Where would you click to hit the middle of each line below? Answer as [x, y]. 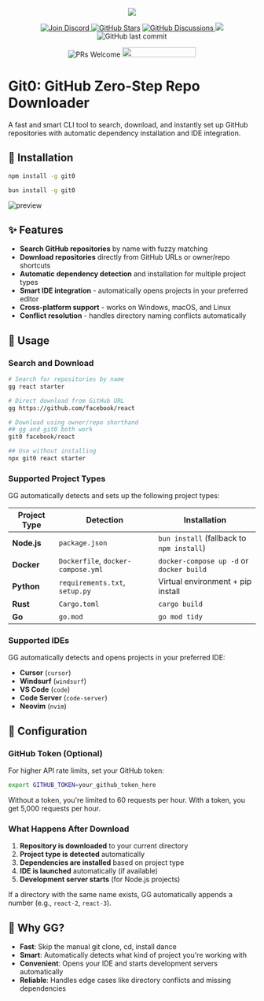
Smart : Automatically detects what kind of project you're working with [133, 955]
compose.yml [81, 570]
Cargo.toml [79, 604]
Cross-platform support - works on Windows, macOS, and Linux [125, 308]
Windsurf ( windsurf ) [53, 681]
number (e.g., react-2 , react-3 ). [60, 903]
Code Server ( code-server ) [63, 698]
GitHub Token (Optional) [56, 753]
